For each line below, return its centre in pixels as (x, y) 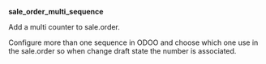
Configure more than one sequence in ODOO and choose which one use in (133, 42)
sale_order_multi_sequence (56, 12)
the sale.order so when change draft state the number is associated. (122, 51)
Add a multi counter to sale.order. (64, 27)
